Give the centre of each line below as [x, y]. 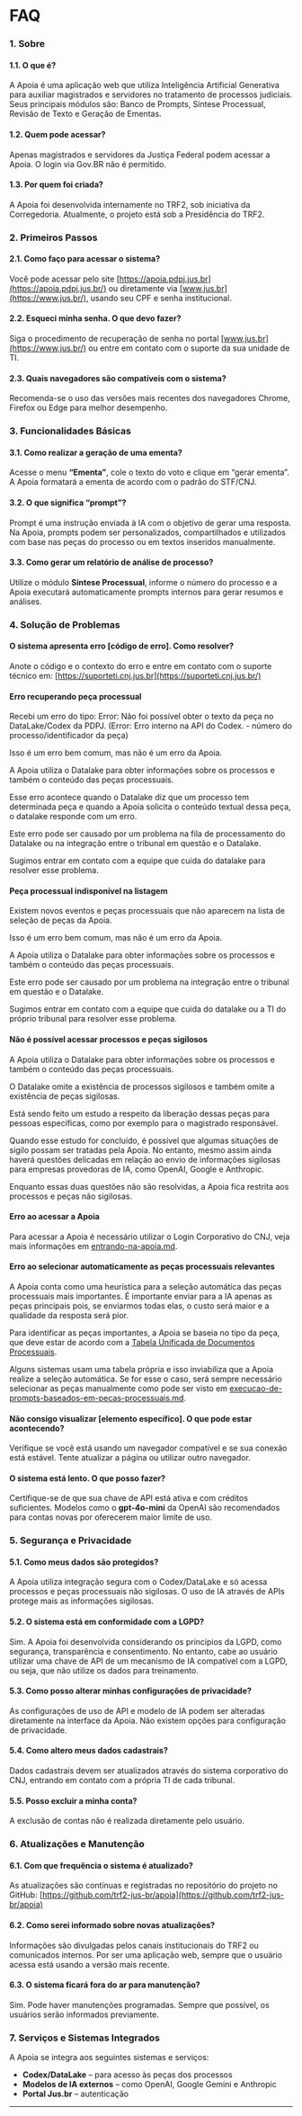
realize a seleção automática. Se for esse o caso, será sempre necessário [146, 1379]
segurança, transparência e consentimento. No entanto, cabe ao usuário [144, 1651]
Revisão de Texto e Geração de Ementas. [85, 114]
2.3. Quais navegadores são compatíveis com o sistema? [118, 378]
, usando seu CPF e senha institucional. [159, 298]
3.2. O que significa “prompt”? [68, 502]
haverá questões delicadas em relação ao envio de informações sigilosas [145, 1159]
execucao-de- [256, 1388]
